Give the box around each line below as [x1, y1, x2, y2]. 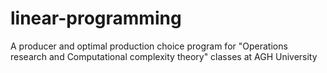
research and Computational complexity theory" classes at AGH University [10, 50, 318, 62]
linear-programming [10, 7, 182, 30]
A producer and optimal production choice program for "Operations [10, 40, 288, 52]
